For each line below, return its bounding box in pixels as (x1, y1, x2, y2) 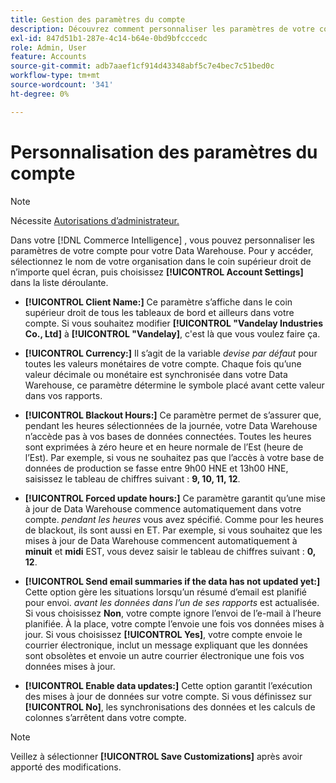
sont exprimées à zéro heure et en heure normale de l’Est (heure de (24, 441, 304, 453)
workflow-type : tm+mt (10, 71, 101, 81)
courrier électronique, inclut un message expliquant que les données (24, 639, 308, 651)
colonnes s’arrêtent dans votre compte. (24, 711, 187, 723)
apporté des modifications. (10, 761, 122, 773)
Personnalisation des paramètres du (10, 141, 318, 163)
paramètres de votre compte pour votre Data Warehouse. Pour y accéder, (10, 244, 314, 256)
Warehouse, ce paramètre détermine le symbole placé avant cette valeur (24, 379, 325, 391)
